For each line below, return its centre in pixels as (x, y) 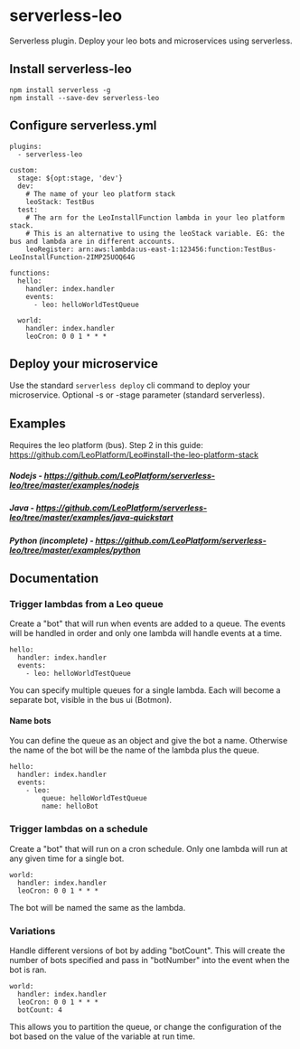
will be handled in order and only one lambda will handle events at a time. (146, 633)
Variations (33, 931)
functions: (30, 273)
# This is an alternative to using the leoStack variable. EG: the (155, 233)
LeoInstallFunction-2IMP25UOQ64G (72, 257)
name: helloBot (70, 806)
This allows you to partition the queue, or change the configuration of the (145, 1027)
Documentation (54, 578)
